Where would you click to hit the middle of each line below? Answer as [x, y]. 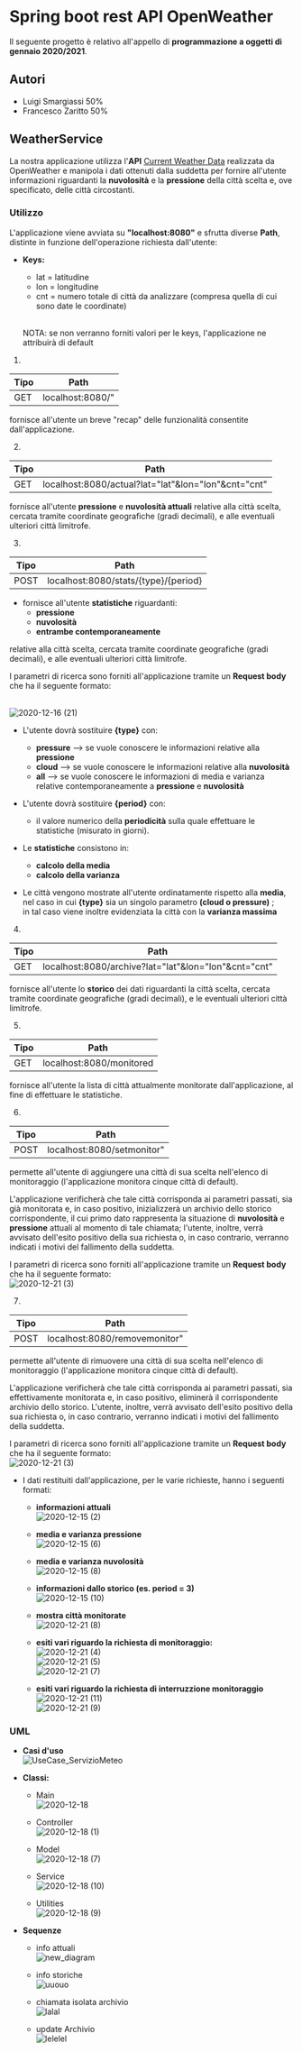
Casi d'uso [43, 1751]
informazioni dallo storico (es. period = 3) [115, 1588]
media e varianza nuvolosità [90, 1561]
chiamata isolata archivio [82, 2002]
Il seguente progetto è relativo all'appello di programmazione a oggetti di [146, 41]
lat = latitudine [63, 277]
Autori [27, 80]
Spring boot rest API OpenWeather [141, 17]
